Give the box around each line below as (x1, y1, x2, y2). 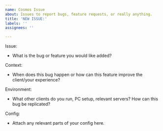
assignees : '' (5, 26, 34, 30)
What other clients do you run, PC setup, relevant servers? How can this (12, 96, 159, 102)
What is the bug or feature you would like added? (12, 52, 112, 59)
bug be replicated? (12, 101, 51, 107)
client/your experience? (12, 77, 60, 83)
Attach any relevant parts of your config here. (12, 120, 105, 126)
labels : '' (5, 21, 27, 26)
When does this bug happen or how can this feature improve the (12, 72, 143, 78)
